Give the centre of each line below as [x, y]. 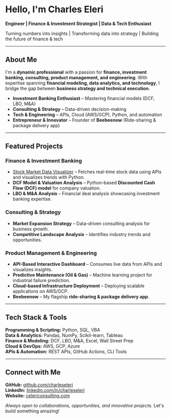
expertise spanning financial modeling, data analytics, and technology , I [83, 83]
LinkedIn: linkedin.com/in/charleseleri [45, 390]
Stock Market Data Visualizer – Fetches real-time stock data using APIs [87, 172]
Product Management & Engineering [51, 253]
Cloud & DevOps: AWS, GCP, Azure [43, 346]
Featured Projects [34, 146]
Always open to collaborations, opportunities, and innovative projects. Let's [85, 405]
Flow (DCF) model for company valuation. [56, 188]
